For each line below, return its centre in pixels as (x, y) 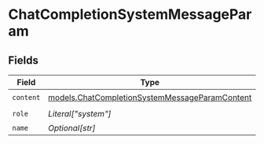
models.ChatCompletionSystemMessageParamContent (150, 98)
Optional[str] (72, 128)
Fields (24, 60)
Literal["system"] (80, 113)
